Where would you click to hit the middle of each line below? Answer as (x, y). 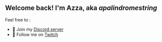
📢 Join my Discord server (38, 29)
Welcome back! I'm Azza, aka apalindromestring (81, 8)
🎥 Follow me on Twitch (35, 34)
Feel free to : (18, 20)
